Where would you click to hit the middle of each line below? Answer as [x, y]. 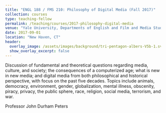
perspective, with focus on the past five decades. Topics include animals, [80, 81]
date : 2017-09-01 [23, 33]
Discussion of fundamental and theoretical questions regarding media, [77, 65]
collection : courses [26, 14]
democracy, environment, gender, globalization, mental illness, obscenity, [80, 86]
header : [13, 42]
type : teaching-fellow [28, 19]
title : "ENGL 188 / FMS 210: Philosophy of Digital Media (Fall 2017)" [80, 10]
